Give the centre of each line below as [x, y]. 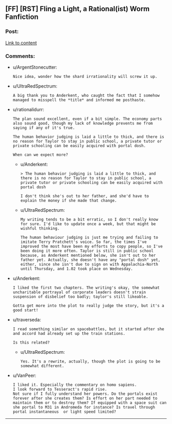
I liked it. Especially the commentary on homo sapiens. [75, 385]
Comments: [20, 56]
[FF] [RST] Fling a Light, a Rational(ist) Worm [78, 9]
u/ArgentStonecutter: [35, 67]
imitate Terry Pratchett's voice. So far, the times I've [83, 242]
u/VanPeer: [25, 375]
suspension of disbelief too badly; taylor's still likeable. [80, 297]
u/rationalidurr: [28, 109]
